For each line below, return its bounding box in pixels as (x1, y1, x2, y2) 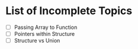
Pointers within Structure (14, 31, 75, 37)
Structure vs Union (14, 37, 60, 44)
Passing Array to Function (14, 24, 78, 31)
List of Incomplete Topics (5, 4, 133, 18)
